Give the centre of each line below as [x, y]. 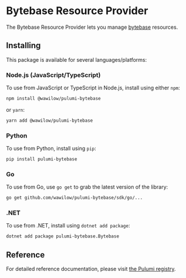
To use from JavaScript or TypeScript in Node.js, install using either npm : [93, 88]
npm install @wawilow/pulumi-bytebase [53, 99]
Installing [23, 46]
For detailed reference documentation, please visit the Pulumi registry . [91, 269]
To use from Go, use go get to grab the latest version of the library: [87, 187]
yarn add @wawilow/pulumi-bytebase [50, 120]
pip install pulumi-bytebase [42, 159]
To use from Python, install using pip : [51, 149]
